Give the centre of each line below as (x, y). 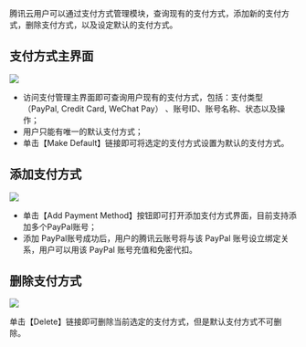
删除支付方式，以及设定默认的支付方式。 (101, 25)
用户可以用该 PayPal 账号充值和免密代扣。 (118, 249)
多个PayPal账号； (64, 226)
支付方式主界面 (52, 56)
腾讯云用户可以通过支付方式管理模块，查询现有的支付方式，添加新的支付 (145, 13)
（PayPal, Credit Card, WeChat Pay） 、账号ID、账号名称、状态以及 (150, 109)
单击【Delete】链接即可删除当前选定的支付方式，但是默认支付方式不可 (142, 321)
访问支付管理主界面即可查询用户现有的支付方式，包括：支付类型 (142, 97)
